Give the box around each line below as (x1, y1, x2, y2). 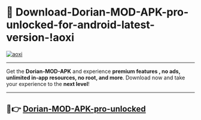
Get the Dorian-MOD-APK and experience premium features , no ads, (6, 67, 181, 75)
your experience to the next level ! (6, 80, 90, 87)
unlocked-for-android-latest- (6, 18, 155, 32)
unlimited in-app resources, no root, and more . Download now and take (6, 74, 185, 81)
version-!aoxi (6, 31, 75, 44)
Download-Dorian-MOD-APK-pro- (16, 5, 189, 19)
